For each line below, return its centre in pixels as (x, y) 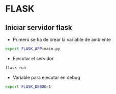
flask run (16, 68)
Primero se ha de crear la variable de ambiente (62, 39)
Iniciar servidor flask (39, 28)
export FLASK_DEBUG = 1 (28, 86)
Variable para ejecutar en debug (46, 77)
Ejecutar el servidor (33, 58)
